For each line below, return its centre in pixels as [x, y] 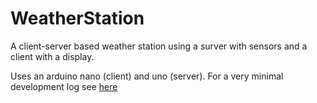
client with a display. [52, 56]
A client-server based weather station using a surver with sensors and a [159, 46]
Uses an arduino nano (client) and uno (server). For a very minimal [147, 76]
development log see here [64, 86]
